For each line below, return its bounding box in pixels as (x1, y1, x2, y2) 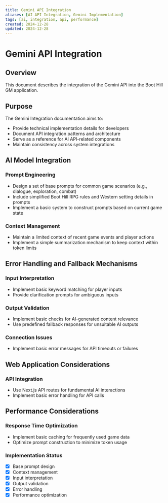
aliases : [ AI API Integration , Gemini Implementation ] (5, 12, 123, 17)
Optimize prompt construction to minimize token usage (12, 439, 128, 445)
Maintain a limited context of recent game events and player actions (12, 234, 154, 240)
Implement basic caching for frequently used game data (12, 433, 130, 440)
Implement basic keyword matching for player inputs (12, 286, 122, 292)
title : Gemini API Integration (5, 7, 71, 13)
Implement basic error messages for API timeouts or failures (12, 346, 138, 352)
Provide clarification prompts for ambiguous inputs (12, 291, 119, 297)
